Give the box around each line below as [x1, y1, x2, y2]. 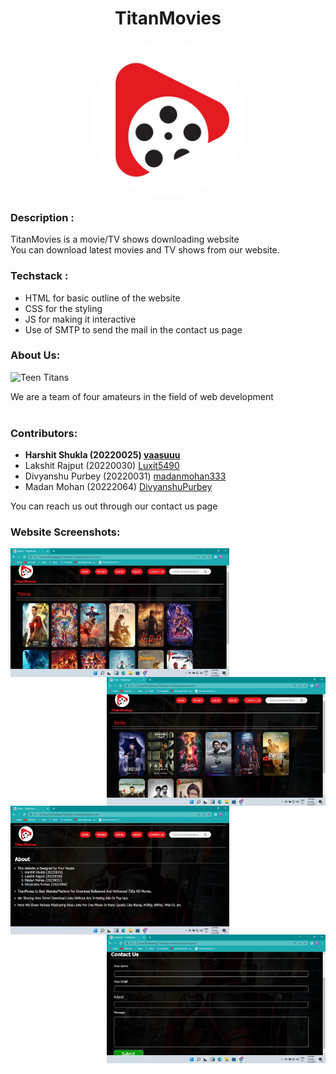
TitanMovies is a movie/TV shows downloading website [10, 233, 240, 246]
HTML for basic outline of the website [24, 292, 181, 304]
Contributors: [10, 426, 78, 440]
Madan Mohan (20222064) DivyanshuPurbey [24, 481, 213, 493]
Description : [10, 210, 75, 224]
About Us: [10, 348, 61, 362]
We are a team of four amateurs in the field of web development [10, 390, 274, 402]
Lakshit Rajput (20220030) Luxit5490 [24, 460, 180, 472]
